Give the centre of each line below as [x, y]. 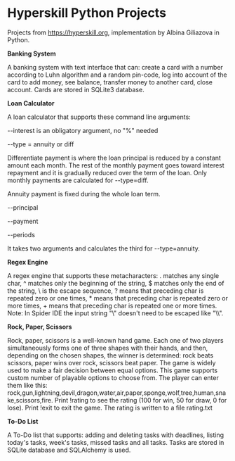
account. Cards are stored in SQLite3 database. [76, 89]
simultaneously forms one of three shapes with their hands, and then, [108, 348]
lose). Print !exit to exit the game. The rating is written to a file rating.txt [110, 408]
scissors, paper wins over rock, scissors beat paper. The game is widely [112, 362]
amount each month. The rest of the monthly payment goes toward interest [116, 165]
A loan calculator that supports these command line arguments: [99, 117]
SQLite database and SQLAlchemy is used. [69, 450]
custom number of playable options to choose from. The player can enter [113, 377]
